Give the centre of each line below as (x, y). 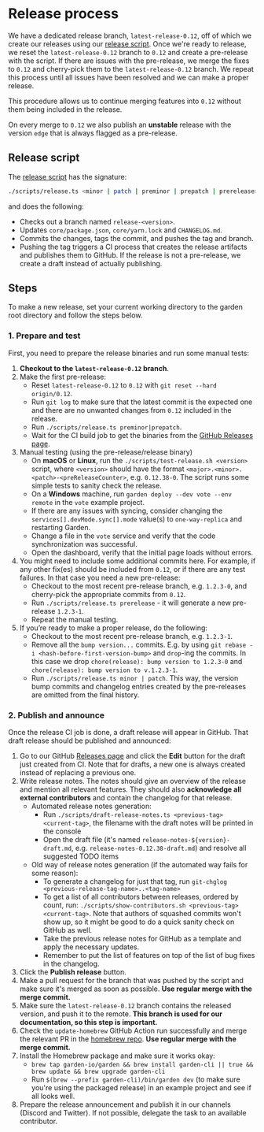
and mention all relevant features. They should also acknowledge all (130, 789)
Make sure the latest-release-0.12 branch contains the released (125, 1006)
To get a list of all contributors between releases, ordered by (141, 897)
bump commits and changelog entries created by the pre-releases (138, 686)
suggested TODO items (81, 856)
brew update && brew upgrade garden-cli (98, 1072)
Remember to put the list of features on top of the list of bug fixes (149, 956)
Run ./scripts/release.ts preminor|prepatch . (106, 427)
